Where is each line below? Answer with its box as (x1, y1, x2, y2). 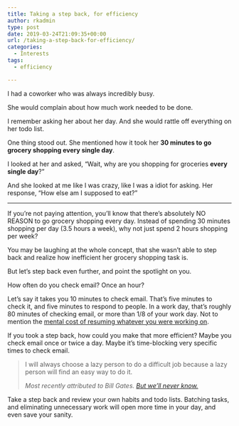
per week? (7, 232, 38, 240)
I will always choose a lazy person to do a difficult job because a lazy (24, 360, 228, 368)
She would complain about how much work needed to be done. (7, 103, 193, 111)
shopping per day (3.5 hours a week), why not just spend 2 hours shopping (7, 224, 228, 232)
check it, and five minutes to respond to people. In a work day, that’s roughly (7, 302, 232, 311)
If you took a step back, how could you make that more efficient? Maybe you (7, 331, 232, 339)
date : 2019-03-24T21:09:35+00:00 (7, 30, 107, 38)
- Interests (14, 51, 50, 58)
